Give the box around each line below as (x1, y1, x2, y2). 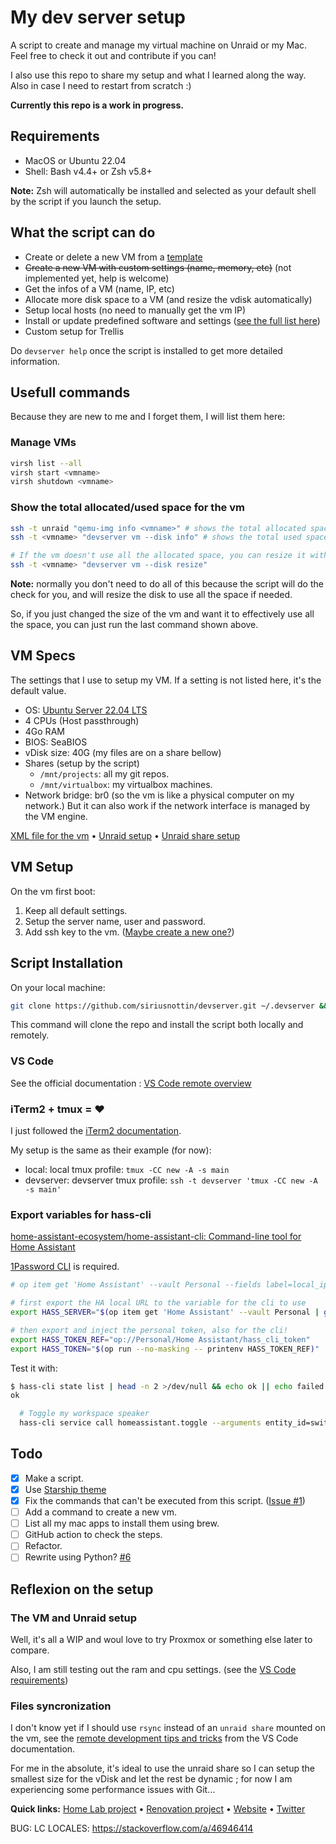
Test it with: (10, 1362, 58, 1374)
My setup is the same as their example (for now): (10, 1144, 212, 1156)
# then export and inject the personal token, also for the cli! (10, 1325, 288, 1335)
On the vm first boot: (10, 885, 96, 897)
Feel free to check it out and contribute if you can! (10, 49, 217, 61)
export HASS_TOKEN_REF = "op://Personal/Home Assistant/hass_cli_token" (10, 1334, 311, 1345)
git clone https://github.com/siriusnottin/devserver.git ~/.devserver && (10, 1001, 329, 1011)
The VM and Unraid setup (10, 1611, 138, 1625)
